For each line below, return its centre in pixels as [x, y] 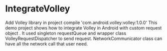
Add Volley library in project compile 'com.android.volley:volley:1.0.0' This [81, 22]
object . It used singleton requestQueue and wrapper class [66, 33]
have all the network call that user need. [47, 43]
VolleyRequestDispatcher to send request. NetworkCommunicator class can [84, 38]
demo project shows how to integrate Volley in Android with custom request [83, 27]
